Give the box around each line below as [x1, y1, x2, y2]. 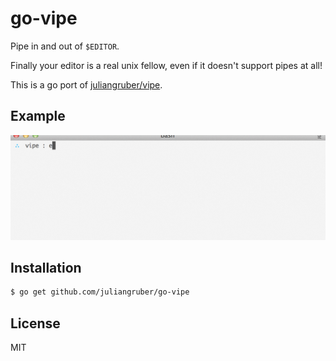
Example [10, 108, 66, 125]
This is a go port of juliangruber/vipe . [10, 78, 163, 91]
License [10, 315, 61, 332]
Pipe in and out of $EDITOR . [10, 40, 120, 52]
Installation [10, 259, 82, 276]
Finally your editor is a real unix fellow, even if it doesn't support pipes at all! [10, 59, 323, 71]
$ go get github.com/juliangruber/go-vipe [10, 287, 190, 297]
